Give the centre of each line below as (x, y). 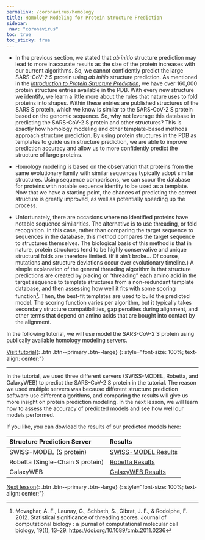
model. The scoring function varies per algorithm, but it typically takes (103, 302)
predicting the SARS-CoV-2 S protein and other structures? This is (98, 122)
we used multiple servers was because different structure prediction (92, 389)
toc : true (19, 35)
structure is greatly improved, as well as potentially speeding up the (100, 199)
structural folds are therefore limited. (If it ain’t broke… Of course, (97, 256)
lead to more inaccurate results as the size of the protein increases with (105, 64)
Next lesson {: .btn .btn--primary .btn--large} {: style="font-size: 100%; (95, 487)
